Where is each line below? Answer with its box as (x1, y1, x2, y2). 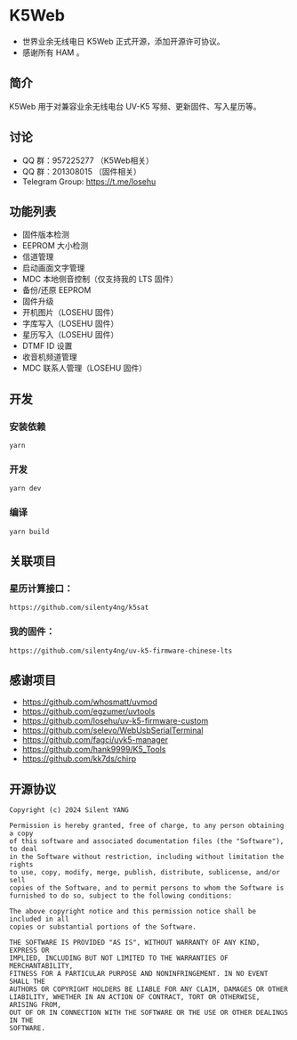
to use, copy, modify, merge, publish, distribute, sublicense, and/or (9, 868, 280, 877)
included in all (9, 914, 69, 924)
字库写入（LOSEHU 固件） (21, 318, 119, 329)
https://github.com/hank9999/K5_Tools (21, 744, 166, 755)
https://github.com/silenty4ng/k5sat (9, 603, 149, 613)
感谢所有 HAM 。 (21, 46, 84, 58)
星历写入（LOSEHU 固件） (21, 329, 119, 340)
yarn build (9, 527, 50, 536)
